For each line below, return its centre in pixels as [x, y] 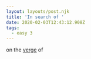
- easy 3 [22, 33]
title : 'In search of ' [35, 17]
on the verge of [25, 50]
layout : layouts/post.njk [38, 11]
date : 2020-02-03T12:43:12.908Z [45, 22]
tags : [13, 28]
